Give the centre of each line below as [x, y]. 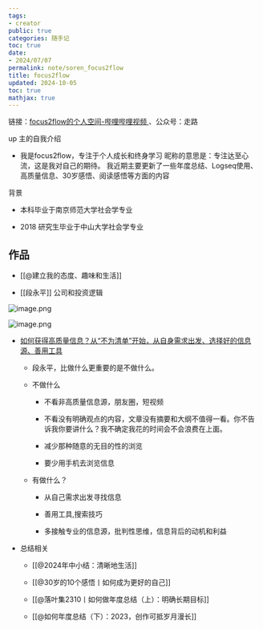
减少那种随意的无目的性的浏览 [93, 446]
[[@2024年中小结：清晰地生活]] [85, 566]
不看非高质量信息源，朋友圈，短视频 [104, 402]
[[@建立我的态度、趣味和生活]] [71, 276]
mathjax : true [32, 98]
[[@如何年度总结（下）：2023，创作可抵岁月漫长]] [114, 617]
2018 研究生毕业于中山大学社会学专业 [82, 227]
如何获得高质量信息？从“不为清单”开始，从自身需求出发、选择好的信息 [136, 341]
